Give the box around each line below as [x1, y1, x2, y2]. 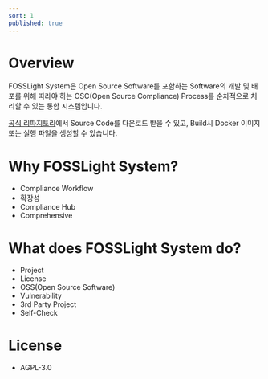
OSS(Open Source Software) [19, 283, 116, 292]
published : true [8, 19, 63, 27]
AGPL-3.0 [19, 363, 52, 373]
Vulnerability [19, 291, 63, 301]
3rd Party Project [19, 300, 77, 309]
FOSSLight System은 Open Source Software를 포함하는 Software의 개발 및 [8, 81, 250, 91]
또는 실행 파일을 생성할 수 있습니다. [8, 128, 118, 138]
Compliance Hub [19, 202, 76, 212]
